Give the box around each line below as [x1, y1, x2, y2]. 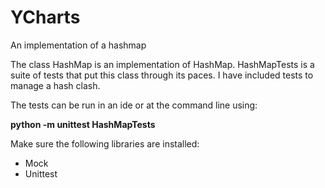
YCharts [10, 6, 81, 29]
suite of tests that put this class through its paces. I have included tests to [10, 69, 314, 81]
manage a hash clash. [10, 79, 101, 91]
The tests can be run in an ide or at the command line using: [10, 99, 258, 111]
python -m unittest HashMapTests [10, 118, 156, 130]
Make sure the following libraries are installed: [10, 137, 200, 150]
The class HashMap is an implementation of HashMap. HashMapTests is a [10, 58, 315, 70]
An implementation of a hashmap [10, 39, 147, 51]
